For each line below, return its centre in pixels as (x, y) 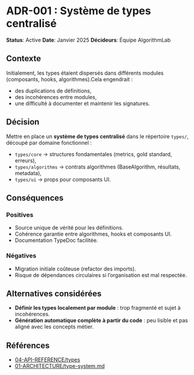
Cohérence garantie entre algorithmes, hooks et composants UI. (93, 234)
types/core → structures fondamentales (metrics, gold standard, (93, 154)
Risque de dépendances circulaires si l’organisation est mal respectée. (101, 275)
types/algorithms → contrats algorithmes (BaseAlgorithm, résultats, (98, 167)
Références (28, 345)
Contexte (24, 58)
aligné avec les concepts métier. (54, 327)
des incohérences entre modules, (55, 97)
